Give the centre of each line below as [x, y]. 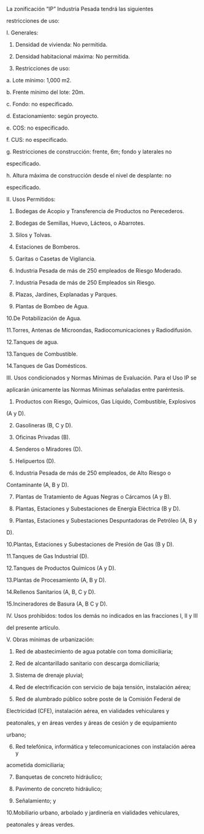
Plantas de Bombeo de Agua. [52, 306]
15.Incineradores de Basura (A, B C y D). [57, 604]
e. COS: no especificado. [38, 128]
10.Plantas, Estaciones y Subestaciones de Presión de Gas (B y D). [90, 544]
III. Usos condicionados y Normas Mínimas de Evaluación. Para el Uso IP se [102, 378]
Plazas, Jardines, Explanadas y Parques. [66, 294]
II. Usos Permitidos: [31, 199]
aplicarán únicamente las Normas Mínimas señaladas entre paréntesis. [96, 390]
